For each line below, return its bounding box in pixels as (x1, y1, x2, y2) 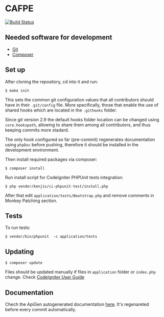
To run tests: (5, 225, 30, 230)
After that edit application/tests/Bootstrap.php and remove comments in (5, 192, 154, 198)
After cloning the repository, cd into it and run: (5, 79, 98, 85)
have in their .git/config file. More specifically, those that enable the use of (5, 102, 159, 108)
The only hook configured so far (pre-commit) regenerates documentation (5, 136, 155, 142)
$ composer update (5, 260, 43, 266)
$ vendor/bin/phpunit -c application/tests (5, 234, 97, 239)
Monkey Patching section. (5, 198, 58, 204)
